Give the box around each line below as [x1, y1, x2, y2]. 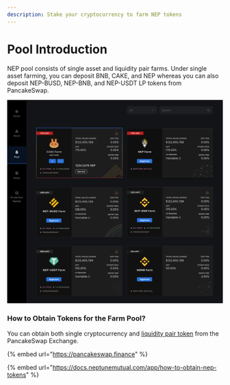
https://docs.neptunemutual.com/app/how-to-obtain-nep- [52, 363, 217, 371]
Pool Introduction [7, 41, 107, 57]
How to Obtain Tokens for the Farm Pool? [7, 314, 146, 323]
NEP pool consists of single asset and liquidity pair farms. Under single [7, 64, 207, 72]
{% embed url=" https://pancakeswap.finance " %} [7, 350, 149, 358]
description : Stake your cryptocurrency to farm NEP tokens [7, 11, 183, 18]
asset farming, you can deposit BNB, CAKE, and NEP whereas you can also [7, 71, 219, 80]
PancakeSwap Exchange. [7, 336, 79, 345]
